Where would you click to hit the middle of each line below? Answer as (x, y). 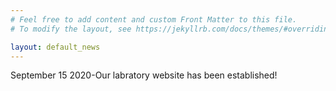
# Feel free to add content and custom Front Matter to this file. (154, 19)
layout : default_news (55, 47)
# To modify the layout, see (71, 29)
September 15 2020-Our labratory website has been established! (144, 75)
